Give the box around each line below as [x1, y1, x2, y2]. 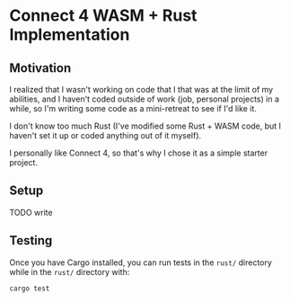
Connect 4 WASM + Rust [9, 5, 198, 26]
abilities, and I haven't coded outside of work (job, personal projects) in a [9, 93, 280, 104]
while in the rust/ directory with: [9, 266, 130, 277]
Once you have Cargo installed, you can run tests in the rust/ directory [9, 257, 272, 268]
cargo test [9, 284, 50, 293]
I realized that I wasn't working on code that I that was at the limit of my [9, 84, 274, 94]
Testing [9, 233, 53, 248]
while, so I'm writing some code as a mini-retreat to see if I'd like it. [9, 103, 258, 113]
